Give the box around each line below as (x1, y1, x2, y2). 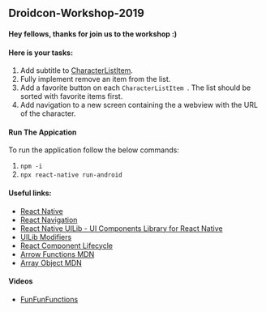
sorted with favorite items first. (19, 92, 123, 101)
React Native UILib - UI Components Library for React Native (19, 223, 223, 233)
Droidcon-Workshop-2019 (8, 6, 144, 20)
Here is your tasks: (8, 48, 74, 58)
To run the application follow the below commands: (8, 145, 180, 155)
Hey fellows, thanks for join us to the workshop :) (8, 28, 178, 39)
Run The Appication (8, 127, 77, 137)
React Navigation (19, 215, 78, 224)
